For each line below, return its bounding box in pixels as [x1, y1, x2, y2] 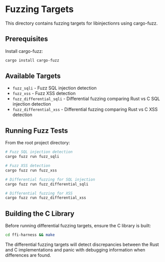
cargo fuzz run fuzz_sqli [5, 154, 59, 159]
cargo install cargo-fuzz [5, 58, 59, 63]
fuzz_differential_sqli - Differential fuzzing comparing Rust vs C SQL [12, 96, 160, 102]
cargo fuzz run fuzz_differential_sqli [5, 182, 89, 187]
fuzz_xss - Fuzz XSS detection [12, 91, 76, 97]
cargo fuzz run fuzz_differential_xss [5, 195, 86, 201]
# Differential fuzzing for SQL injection [5, 177, 95, 182]
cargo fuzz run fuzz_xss [5, 167, 57, 173]
